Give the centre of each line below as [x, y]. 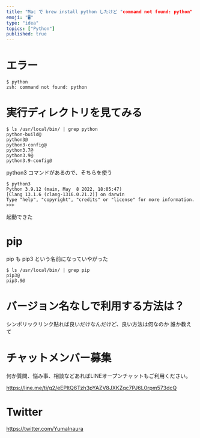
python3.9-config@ [29, 161]
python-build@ [24, 134]
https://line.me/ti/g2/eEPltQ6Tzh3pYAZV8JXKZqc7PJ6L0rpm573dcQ [92, 388]
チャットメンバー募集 [59, 358]
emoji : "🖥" [20, 17]
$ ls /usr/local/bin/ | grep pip [48, 270]
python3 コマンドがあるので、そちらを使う [59, 172]
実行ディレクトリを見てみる [74, 113]
